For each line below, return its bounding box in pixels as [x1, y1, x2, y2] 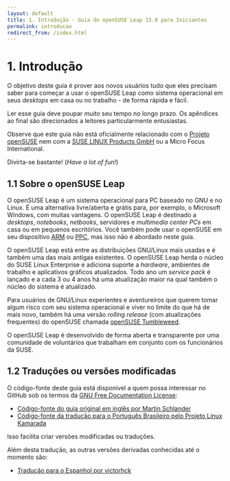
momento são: [7, 453, 48, 461]
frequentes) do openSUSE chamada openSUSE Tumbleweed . [7, 317, 181, 326]
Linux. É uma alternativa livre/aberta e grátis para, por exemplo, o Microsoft [7, 203, 221, 212]
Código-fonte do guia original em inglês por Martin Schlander [16, 404, 191, 412]
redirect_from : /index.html [7, 29, 88, 36]
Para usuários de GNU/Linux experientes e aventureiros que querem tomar [7, 296, 218, 304]
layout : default [7, 10, 54, 17]
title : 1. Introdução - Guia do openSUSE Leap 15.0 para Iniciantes [7, 16, 207, 23]
